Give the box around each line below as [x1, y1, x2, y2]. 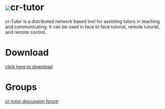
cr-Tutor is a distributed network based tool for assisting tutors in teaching [5, 18, 160, 24]
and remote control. [5, 29, 47, 35]
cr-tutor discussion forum [5, 98, 59, 104]
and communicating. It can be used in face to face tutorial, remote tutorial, [5, 23, 160, 29]
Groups [5, 82, 37, 93]
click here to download [5, 63, 53, 69]
